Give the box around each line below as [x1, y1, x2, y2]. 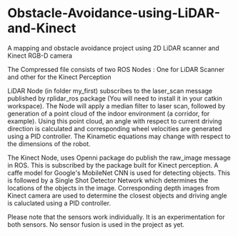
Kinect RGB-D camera [7, 51, 73, 60]
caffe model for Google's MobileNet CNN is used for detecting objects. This [7, 168, 231, 177]
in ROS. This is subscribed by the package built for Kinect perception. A [7, 160, 219, 169]
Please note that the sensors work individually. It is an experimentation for [7, 212, 225, 221]
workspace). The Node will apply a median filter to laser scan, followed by [7, 101, 226, 110]
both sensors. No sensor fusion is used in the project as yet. [7, 220, 184, 229]
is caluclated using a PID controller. [7, 198, 111, 207]
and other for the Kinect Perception [7, 73, 111, 81]
